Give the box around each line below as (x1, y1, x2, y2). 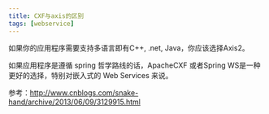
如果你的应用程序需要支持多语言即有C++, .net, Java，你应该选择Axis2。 (8, 42, 249, 53)
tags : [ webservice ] (8, 20, 75, 28)
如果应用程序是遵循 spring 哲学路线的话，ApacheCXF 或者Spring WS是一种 (8, 60, 261, 70)
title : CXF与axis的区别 (8, 11, 84, 20)
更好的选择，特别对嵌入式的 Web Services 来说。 (8, 70, 173, 80)
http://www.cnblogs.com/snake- (29, 87, 139, 98)
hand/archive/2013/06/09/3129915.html (8, 97, 141, 107)
